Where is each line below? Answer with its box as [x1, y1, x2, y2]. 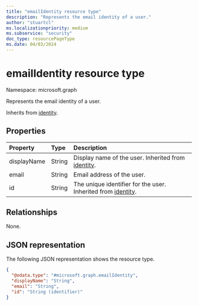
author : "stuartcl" [6, 19, 54, 25]
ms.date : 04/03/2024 [6, 42, 57, 48]
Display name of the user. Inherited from [73, 154, 185, 162]
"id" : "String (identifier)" [11, 289, 83, 295]
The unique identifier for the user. [73, 180, 167, 188]
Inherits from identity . [6, 109, 58, 116]
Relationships [6, 207, 58, 218]
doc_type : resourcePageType [6, 36, 75, 42]
